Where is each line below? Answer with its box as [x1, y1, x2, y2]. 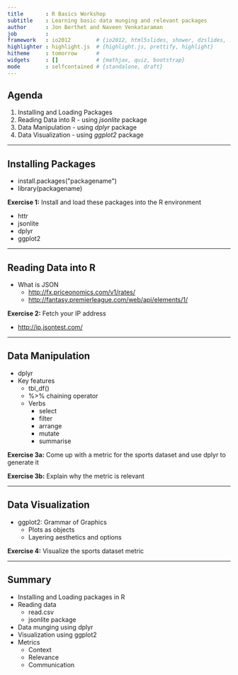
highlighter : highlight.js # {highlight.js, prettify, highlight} [7, 43, 214, 50]
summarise [38, 437, 72, 445]
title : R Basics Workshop [7, 10, 106, 18]
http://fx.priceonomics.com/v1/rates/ [28, 288, 136, 296]
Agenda [7, 89, 43, 101]
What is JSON [17, 281, 59, 289]
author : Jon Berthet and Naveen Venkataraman [7, 23, 163, 30]
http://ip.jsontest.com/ [17, 323, 83, 332]
